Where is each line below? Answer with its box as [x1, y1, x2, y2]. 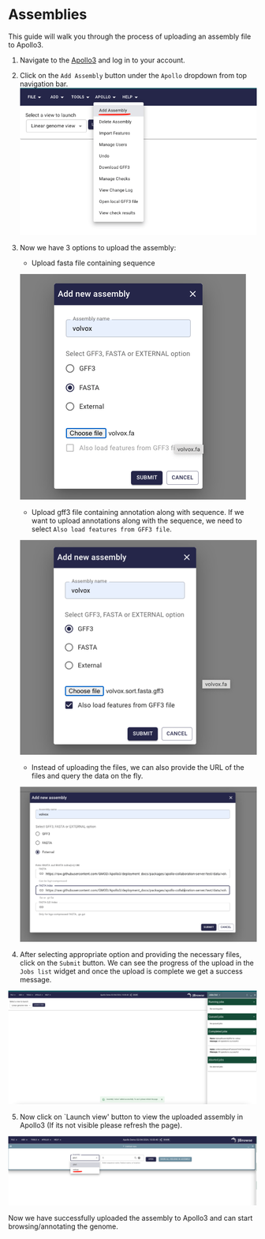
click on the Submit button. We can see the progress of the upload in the [19, 958, 254, 968]
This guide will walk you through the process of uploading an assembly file [8, 32, 252, 41]
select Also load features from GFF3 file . [31, 524, 172, 534]
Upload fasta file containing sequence [31, 258, 155, 268]
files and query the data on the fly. [31, 772, 144, 781]
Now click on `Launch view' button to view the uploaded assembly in [19, 1112, 243, 1122]
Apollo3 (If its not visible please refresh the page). [19, 1121, 183, 1130]
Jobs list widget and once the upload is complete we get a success [19, 967, 243, 976]
